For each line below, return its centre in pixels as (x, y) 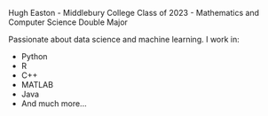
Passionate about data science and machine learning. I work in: (124, 39)
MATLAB (37, 85)
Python (34, 56)
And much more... (54, 104)
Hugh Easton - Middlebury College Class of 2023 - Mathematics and (134, 13)
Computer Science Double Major (68, 22)
